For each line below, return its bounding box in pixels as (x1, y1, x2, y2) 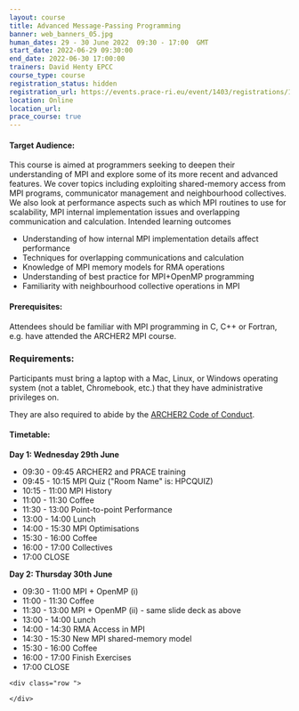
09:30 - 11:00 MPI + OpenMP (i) (21, 586, 139, 597)
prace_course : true (9, 112, 82, 121)
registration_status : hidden (9, 79, 117, 88)
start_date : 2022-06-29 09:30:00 (9, 46, 133, 55)
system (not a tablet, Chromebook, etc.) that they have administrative (9, 382, 263, 392)
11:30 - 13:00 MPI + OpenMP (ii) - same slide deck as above (21, 605, 242, 616)
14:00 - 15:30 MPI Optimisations (21, 523, 140, 534)
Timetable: (9, 429, 51, 440)
